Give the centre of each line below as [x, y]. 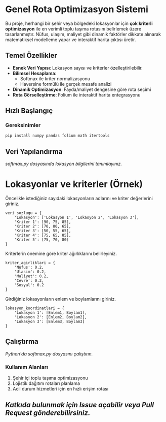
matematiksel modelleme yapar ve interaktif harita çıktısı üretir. [71, 40]
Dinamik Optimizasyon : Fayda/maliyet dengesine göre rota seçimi [82, 89]
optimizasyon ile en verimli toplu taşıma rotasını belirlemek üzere [73, 28]
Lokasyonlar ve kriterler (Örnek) [74, 184]
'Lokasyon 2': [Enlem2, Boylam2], [51, 317]
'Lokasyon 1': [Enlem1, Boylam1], [51, 313]
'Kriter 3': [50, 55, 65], [43, 231]
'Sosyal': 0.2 [29, 285]
